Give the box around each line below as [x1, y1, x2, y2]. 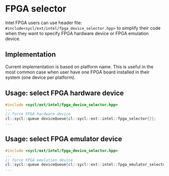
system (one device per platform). [5, 74, 76, 80]
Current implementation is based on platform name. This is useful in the [5, 63, 153, 69]
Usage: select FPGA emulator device [5, 135, 122, 143]
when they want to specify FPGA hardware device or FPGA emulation [5, 30, 149, 36]
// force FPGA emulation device [5, 157, 73, 162]
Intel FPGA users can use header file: [5, 20, 82, 26]
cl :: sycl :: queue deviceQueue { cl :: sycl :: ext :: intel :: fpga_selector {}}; [5, 116, 156, 121]
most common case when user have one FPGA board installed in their [5, 69, 150, 75]
